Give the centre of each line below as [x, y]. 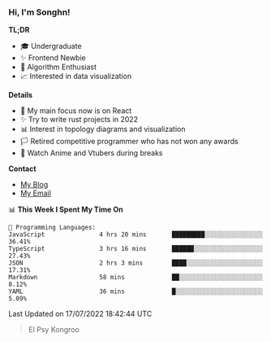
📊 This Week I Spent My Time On [66, 209]
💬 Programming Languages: [52, 228]
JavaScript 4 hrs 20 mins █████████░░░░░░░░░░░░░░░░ [136, 235]
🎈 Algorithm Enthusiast [58, 67]
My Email [35, 193]
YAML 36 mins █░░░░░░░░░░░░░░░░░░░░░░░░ [136, 292]
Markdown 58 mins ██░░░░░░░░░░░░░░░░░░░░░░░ [136, 278]
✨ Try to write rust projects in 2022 [79, 120]
